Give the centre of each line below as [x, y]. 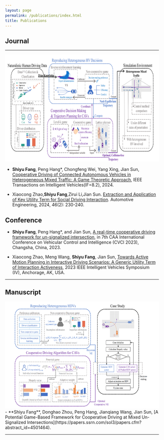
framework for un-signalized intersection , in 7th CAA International [78, 237]
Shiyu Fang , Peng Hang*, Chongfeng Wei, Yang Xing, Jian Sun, [76, 169]
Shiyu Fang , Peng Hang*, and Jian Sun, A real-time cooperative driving [83, 232]
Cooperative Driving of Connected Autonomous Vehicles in [72, 175]
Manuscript [23, 292]
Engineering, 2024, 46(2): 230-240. [48, 205]
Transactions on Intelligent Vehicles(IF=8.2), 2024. [63, 185]
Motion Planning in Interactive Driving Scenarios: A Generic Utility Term [84, 262]
